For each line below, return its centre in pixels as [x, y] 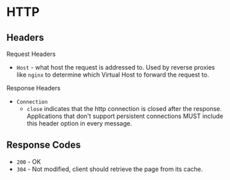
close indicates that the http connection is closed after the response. [124, 109]
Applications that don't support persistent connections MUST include [125, 116]
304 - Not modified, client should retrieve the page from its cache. [109, 169]
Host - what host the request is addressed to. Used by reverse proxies [116, 67]
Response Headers [34, 88]
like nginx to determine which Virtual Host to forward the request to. [113, 74]
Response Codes [44, 145]
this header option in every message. [79, 123]
